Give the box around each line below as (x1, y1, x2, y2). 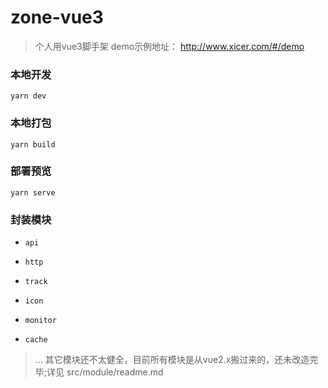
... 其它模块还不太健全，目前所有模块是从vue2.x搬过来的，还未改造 (34, 354, 310, 366)
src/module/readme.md (66, 366, 164, 378)
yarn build (10, 139, 56, 150)
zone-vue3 (10, 6, 104, 29)
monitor (24, 316, 57, 326)
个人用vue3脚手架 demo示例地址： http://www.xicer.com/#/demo (34, 40, 305, 52)
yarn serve (10, 187, 56, 198)
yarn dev (10, 91, 47, 101)
